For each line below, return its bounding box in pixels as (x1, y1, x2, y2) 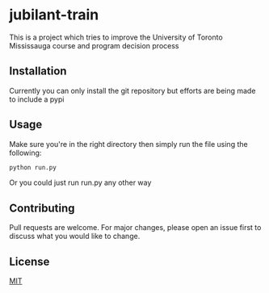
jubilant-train (9, 6, 99, 24)
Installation (9, 65, 67, 78)
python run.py (9, 163, 57, 171)
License (9, 254, 50, 268)
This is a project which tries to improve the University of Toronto (9, 32, 223, 42)
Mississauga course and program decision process (9, 40, 179, 50)
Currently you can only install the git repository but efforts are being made (9, 86, 256, 95)
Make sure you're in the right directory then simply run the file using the (9, 139, 249, 149)
